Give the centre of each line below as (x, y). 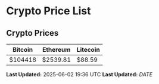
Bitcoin (23, 50)
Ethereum (57, 50)
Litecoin (88, 50)
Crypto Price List (49, 11)
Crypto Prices (32, 33)
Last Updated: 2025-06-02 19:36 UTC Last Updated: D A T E (79, 74)
